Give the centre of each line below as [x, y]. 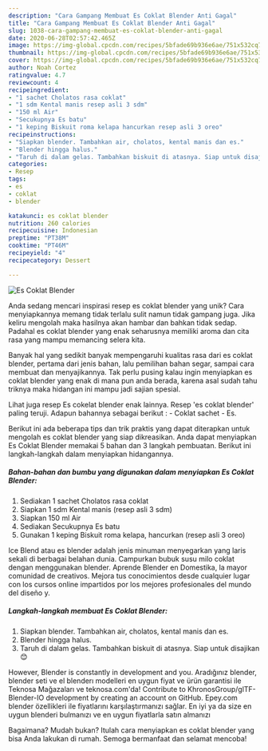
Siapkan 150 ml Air [50, 518]
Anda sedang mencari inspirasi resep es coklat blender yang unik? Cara [126, 305]
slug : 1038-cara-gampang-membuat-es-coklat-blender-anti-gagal [116, 30]
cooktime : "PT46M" [39, 246]
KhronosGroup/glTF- [222, 689]
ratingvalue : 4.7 [37, 75]
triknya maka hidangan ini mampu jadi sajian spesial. [95, 389]
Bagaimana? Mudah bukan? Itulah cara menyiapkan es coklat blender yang [132, 730]
